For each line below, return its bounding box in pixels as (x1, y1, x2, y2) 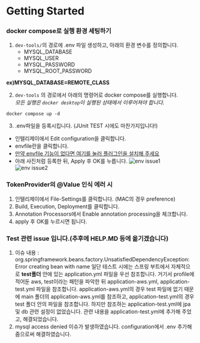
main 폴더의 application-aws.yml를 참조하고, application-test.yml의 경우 (21, 293, 195, 300)
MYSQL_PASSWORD (23, 61, 75, 68)
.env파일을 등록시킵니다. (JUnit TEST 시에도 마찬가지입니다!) (14, 122, 158, 130)
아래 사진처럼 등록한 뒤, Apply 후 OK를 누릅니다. (14, 157, 128, 165)
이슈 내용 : (14, 249, 40, 256)
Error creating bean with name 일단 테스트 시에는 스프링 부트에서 (14, 263, 170, 270)
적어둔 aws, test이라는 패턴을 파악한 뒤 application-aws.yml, (14, 278, 159, 285)
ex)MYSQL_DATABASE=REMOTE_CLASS (6, 79, 110, 87)
